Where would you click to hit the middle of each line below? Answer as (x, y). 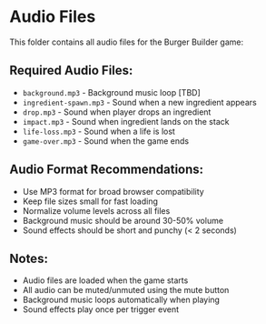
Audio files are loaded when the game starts (105, 280)
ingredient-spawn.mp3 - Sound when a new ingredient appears (139, 102)
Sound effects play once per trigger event (101, 309)
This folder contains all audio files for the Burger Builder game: (126, 42)
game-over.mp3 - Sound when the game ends (105, 141)
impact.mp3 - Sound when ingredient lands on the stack (126, 121)
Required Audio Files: (71, 71)
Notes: (29, 258)
